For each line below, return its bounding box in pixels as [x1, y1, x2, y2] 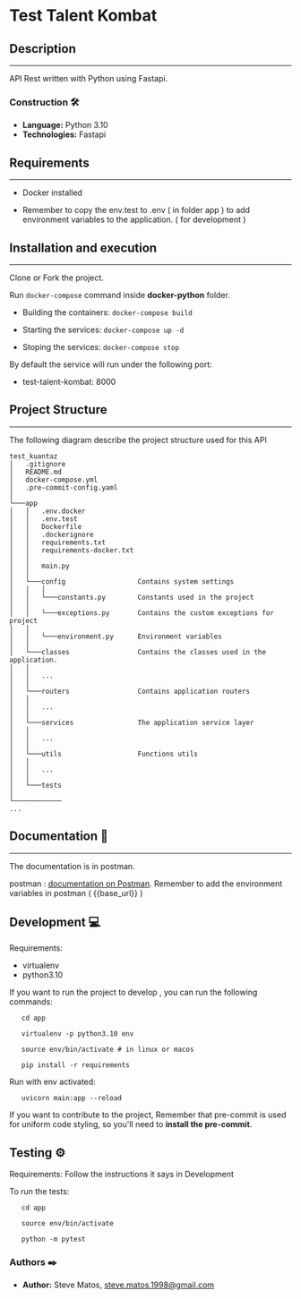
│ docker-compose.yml [9, 475, 99, 484]
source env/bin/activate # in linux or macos [21, 1045, 194, 1055]
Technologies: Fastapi [21, 129, 107, 140]
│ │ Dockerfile [9, 522, 82, 531]
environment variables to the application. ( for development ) [21, 214, 246, 225]
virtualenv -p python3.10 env [21, 1030, 134, 1038]
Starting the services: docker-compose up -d [21, 324, 185, 335]
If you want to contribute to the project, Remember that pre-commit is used [9, 1109, 287, 1120]
